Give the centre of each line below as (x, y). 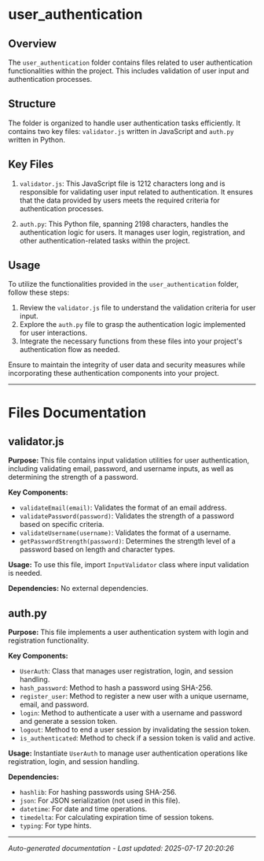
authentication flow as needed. (70, 350)
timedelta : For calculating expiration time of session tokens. (117, 818)
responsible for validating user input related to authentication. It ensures (136, 191)
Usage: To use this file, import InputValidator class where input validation (129, 565)
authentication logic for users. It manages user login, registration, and (132, 232)
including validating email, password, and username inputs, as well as (121, 469)
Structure (32, 104)
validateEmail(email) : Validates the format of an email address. (123, 508)
